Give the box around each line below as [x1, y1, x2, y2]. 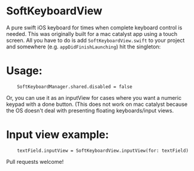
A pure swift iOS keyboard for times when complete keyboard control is [6, 24, 183, 31]
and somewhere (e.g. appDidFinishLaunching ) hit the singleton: [6, 43, 161, 50]
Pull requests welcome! [6, 158, 64, 165]
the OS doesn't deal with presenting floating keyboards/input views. [6, 106, 174, 114]
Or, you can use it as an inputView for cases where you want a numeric [6, 94, 181, 101]
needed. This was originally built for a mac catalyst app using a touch [6, 30, 178, 37]
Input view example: [6, 128, 109, 142]
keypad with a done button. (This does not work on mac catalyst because [6, 100, 187, 108]
